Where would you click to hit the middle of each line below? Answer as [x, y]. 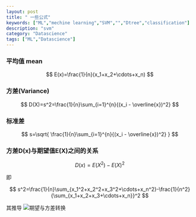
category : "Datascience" [37, 34]
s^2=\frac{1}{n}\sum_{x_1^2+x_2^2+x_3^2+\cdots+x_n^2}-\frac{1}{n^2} [104, 189]
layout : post [22, 12]
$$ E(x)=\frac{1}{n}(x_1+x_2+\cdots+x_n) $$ [100, 74]
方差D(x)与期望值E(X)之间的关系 [52, 150]
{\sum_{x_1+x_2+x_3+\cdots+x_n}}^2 [96, 195]
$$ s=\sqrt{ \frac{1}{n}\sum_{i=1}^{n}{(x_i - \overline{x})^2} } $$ [100, 134]
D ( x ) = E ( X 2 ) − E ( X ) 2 [100, 164]
